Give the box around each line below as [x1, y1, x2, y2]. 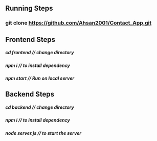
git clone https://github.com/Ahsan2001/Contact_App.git [5, 19, 152, 27]
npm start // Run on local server [5, 75, 75, 81]
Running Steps [5, 4, 53, 13]
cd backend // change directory [5, 104, 74, 110]
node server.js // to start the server [5, 130, 82, 136]
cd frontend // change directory [5, 50, 74, 56]
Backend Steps [5, 90, 55, 99]
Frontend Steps [5, 35, 55, 44]
